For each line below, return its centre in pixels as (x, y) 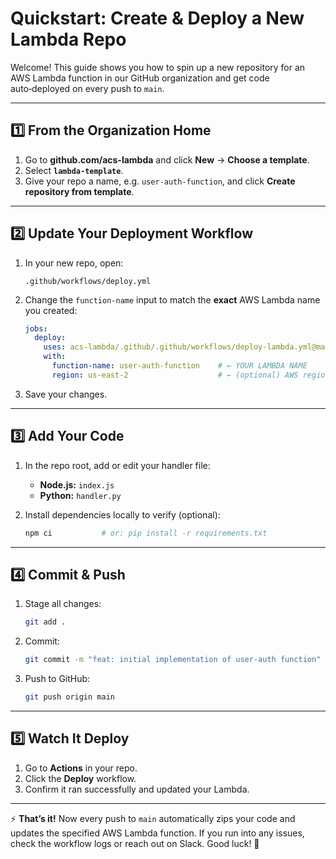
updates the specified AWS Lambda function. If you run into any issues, (157, 833)
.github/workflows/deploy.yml (88, 281)
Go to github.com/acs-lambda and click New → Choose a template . (167, 159)
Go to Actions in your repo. (81, 768)
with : (55, 357)
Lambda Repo (68, 39)
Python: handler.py (80, 495)
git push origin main (69, 697)
